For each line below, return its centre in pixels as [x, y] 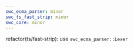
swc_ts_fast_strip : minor [37, 17]
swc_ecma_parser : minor [35, 11]
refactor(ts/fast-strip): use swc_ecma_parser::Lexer [67, 39]
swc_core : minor [25, 22]
